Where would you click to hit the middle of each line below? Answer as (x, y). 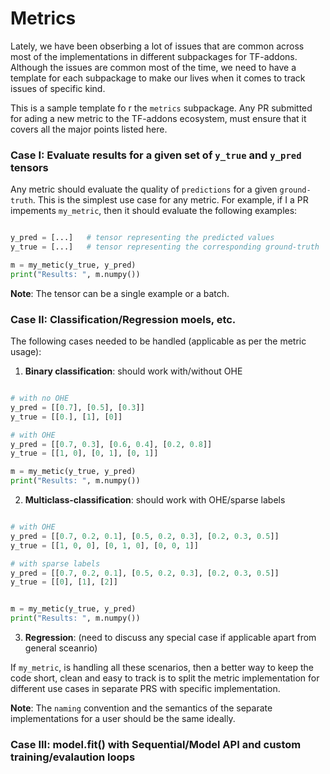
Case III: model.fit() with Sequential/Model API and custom (156, 744)
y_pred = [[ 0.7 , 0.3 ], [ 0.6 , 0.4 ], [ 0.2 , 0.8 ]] (111, 444)
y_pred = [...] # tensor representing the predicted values (142, 238)
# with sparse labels (55, 563)
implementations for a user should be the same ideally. (123, 719)
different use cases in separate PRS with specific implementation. (145, 689)
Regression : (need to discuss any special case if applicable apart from (170, 638)
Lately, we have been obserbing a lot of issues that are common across (157, 46)
